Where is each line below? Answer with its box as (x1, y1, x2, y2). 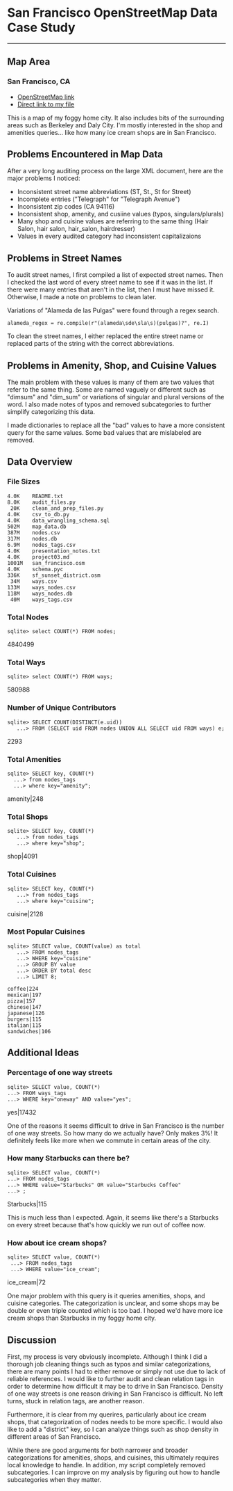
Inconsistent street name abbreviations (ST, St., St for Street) (17, 188, 192, 196)
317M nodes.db (7, 535, 58, 542)
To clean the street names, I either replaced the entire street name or (7, 332, 204, 340)
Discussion (7, 1334, 57, 1346)
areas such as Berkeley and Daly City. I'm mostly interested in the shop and (7, 120, 223, 129)
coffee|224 (7, 985, 39, 992)
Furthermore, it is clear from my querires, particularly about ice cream (7, 1410, 207, 1419)
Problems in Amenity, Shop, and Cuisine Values (7, 360, 217, 372)
